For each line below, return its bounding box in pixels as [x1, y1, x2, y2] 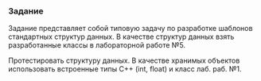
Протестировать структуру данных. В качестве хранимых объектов [8, 56, 240, 65]
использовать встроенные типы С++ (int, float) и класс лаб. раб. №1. [8, 64, 242, 74]
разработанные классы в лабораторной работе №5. [8, 40, 185, 50]
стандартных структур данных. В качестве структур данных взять [8, 32, 235, 41]
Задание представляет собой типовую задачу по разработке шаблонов [8, 24, 253, 33]
